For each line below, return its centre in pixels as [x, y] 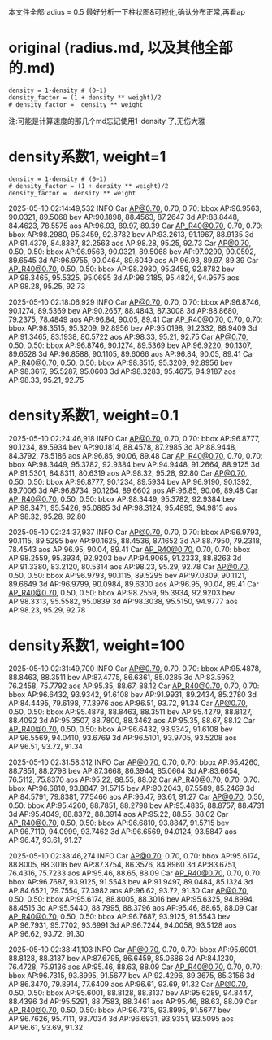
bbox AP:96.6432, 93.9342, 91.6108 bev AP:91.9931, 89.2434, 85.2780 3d [133, 694]
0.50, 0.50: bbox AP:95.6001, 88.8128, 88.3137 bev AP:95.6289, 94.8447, [131, 993]
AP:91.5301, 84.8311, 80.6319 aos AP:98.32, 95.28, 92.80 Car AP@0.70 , [128, 473]
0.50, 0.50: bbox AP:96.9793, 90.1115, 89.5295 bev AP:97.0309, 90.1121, [127, 575]
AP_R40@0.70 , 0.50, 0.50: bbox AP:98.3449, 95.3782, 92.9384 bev [122, 498]
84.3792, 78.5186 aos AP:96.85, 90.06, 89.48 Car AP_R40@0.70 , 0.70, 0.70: [136, 455]
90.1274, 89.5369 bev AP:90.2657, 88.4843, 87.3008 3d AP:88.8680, [124, 310]
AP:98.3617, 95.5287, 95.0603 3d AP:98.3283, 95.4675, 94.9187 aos [123, 371]
